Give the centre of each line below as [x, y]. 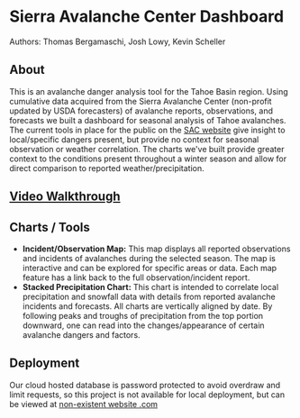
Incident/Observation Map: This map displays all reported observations [156, 249]
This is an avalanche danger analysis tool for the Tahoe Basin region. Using [149, 91]
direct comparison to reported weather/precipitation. [107, 168]
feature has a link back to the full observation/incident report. [136, 277]
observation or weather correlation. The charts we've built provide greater [147, 149]
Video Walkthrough [65, 197]
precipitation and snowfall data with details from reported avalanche [149, 296]
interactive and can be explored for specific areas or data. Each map [150, 268]
